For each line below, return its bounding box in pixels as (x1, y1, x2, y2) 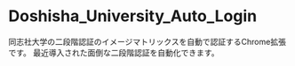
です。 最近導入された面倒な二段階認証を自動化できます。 (8, 47, 219, 58)
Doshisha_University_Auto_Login (8, 6, 258, 26)
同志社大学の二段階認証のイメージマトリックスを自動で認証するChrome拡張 (8, 36, 286, 47)
